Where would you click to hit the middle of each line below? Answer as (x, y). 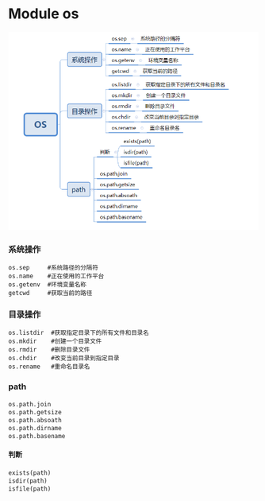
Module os (44, 14)
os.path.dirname (35, 428)
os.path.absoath (35, 420)
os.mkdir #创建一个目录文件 (55, 342)
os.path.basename (37, 436)
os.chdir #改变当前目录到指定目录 (64, 359)
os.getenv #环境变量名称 (48, 284)
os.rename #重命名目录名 (49, 367)
